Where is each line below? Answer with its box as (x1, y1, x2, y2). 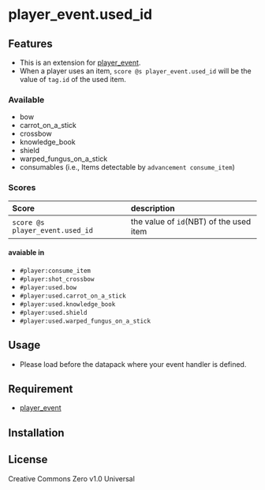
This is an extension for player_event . (19, 58, 141, 67)
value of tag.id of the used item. (19, 75, 126, 84)
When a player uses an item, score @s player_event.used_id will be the (19, 66, 252, 76)
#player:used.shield (19, 309, 88, 316)
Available (8, 94, 45, 105)
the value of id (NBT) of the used (130, 215, 252, 226)
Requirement (8, 383, 73, 395)
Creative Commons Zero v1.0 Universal (8, 473, 136, 483)
